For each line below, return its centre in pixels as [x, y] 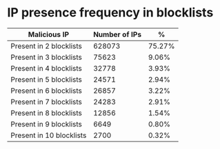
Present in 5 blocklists [47, 79]
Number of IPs [117, 34]
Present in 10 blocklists [49, 135]
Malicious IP [49, 34]
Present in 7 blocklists [47, 102]
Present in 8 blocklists [47, 113]
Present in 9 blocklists [47, 124]
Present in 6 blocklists [47, 91]
